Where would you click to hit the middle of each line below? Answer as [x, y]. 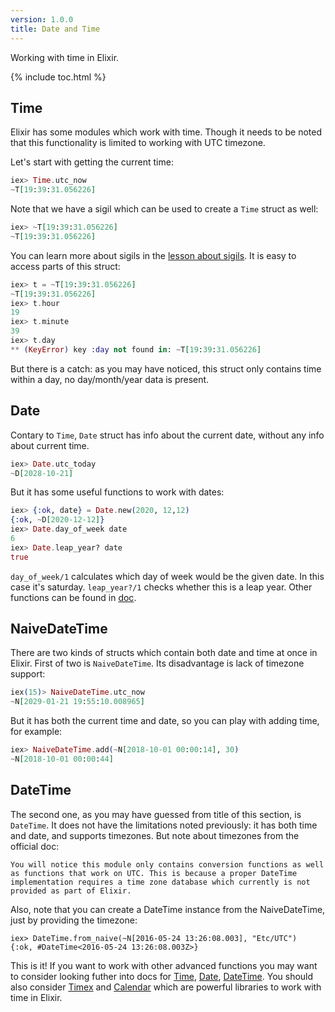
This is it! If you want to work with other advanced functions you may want [164, 965]
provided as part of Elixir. [71, 891]
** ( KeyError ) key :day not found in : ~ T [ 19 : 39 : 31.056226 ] [136, 349]
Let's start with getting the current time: [92, 162]
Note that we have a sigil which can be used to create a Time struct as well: [164, 209]
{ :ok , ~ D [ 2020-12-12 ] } [57, 520]
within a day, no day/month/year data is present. [110, 379]
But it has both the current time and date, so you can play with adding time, [165, 721]
